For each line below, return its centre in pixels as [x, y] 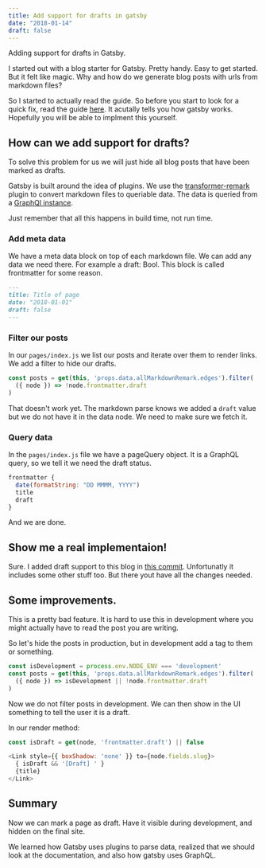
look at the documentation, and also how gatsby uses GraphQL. [112, 855]
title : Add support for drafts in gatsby [78, 16]
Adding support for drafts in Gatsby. [67, 53]
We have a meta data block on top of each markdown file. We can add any [130, 256]
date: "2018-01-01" [40, 303]
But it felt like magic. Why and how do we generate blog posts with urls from [133, 77]
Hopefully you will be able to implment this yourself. [93, 118]
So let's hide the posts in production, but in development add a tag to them [131, 643]
